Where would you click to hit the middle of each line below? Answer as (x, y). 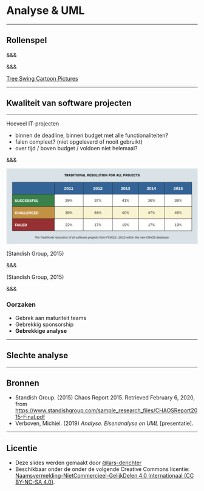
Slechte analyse (37, 356)
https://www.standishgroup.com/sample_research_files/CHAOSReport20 (106, 410)
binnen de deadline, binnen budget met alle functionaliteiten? (92, 135)
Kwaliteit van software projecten (69, 103)
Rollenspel (27, 40)
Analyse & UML (46, 11)
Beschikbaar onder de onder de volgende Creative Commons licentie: (102, 469)
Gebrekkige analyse (41, 330)
